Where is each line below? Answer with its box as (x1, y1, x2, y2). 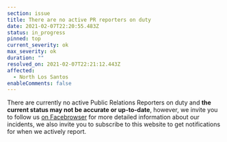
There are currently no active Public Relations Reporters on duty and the (7, 98, 212, 106)
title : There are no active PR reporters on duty (7, 16, 152, 23)
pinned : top (7, 35, 41, 42)
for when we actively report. (7, 128, 87, 136)
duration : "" (7, 55, 44, 61)
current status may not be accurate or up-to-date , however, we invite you (7, 106, 218, 114)
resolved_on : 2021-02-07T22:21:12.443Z (7, 61, 121, 68)
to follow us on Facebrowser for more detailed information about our (7, 113, 200, 122)
